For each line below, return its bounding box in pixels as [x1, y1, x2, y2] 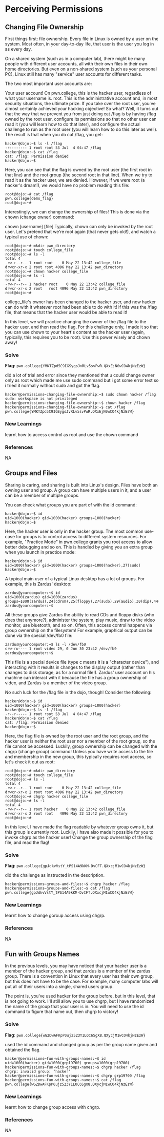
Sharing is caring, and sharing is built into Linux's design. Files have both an [5, 482, 158, 488]
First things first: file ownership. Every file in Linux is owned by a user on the [5, 36, 159, 42]
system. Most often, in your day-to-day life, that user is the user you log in [5, 41, 154, 47]
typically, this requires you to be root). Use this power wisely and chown [5, 335, 150, 340]
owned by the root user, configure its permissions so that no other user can [5, 116, 157, 122]
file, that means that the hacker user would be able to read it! [5, 309, 128, 315]
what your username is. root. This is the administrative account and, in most [5, 95, 158, 101]
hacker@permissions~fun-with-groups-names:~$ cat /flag [5, 1077, 121, 1082]
